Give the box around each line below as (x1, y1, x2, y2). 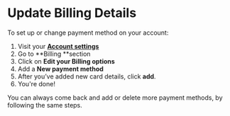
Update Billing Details (7, 5, 137, 21)
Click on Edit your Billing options (17, 57, 115, 65)
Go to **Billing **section (17, 50, 91, 58)
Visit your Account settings (17, 42, 99, 50)
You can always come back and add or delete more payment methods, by (7, 93, 223, 102)
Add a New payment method (17, 64, 104, 73)
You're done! (17, 79, 55, 88)
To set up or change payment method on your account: (7, 28, 169, 37)
